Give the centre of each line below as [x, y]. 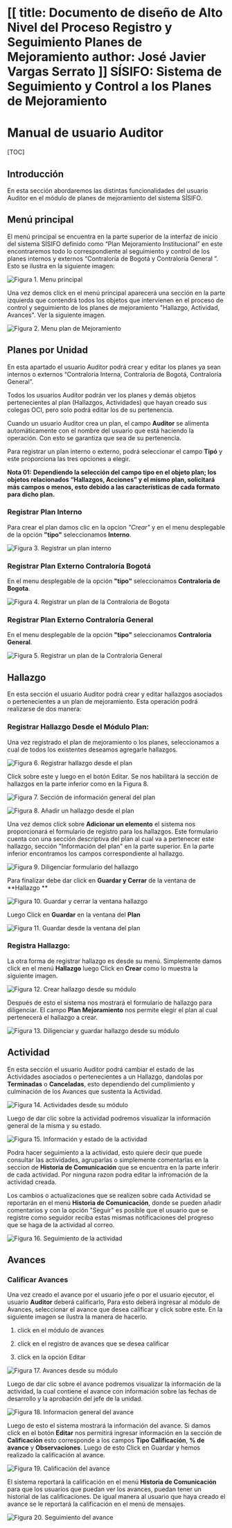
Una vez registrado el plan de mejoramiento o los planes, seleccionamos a [113, 742]
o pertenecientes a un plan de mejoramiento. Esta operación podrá [102, 702]
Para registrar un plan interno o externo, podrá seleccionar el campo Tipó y [115, 451]
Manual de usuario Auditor [86, 133]
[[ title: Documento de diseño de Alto [115, 13]
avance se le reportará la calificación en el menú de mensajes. [96, 1504]
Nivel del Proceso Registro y [90, 27]
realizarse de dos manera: [44, 709]
